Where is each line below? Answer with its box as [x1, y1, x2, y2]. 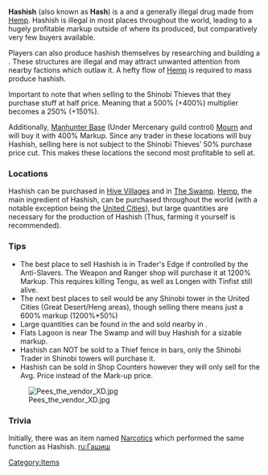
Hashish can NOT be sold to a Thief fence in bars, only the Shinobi [19, 344, 241, 354]
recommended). [8, 221, 62, 231]
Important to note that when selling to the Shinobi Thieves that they [8, 90, 232, 99]
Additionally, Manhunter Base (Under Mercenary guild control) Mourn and [8, 123, 253, 131]
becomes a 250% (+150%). [8, 106, 100, 116]
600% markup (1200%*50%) [19, 310, 118, 320]
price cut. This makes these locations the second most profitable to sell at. [8, 148, 256, 157]
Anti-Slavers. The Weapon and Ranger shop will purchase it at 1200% [19, 268, 251, 277]
